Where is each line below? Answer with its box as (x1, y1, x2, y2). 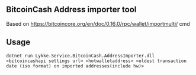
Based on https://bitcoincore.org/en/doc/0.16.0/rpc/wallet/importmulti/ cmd (6, 20, 191, 27)
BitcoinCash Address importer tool (6, 5, 137, 15)
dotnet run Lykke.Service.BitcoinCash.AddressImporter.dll (6, 53, 155, 59)
